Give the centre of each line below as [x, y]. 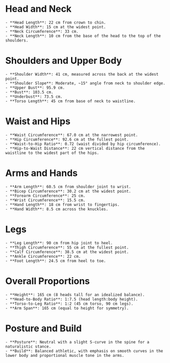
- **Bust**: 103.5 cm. [29, 92]
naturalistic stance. [28, 346]
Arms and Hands [42, 173]
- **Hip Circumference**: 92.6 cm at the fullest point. [67, 139]
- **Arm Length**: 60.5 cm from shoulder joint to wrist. [68, 187]
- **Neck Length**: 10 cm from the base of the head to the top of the [83, 36]
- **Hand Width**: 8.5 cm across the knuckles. [57, 209]
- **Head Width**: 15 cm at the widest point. [56, 27]
